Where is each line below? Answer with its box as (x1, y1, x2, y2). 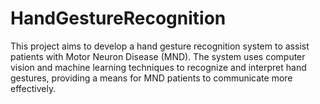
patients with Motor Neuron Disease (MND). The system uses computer (10, 50, 306, 62)
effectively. (10, 82, 57, 94)
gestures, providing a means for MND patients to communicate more (10, 72, 293, 84)
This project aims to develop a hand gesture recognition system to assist (10, 40, 310, 52)
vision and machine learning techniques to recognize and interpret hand (10, 61, 307, 73)
